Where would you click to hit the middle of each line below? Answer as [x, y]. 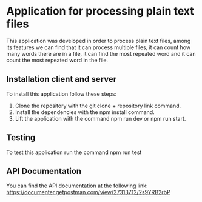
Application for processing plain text [100, 11]
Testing [21, 138]
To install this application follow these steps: [62, 94]
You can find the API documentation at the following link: [77, 186]
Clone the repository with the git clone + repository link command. [98, 106]
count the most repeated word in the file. [57, 60]
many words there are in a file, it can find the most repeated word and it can [101, 53]
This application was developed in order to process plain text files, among [99, 41]
